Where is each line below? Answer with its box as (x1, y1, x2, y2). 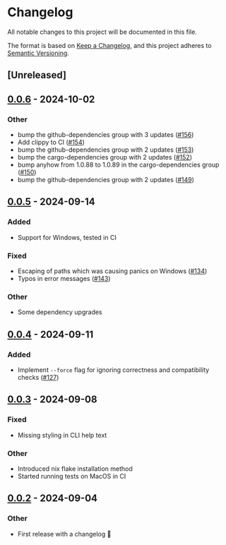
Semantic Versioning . (7, 49, 69, 57)
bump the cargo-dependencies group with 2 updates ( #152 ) (17, 153, 193, 162)
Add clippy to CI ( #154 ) (17, 138, 85, 147)
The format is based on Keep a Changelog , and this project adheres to (7, 41, 212, 49)
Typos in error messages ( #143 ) (17, 275, 111, 282)
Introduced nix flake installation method (17, 464, 133, 473)
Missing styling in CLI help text (17, 431, 107, 439)
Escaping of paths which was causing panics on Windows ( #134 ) (17, 267, 208, 275)
